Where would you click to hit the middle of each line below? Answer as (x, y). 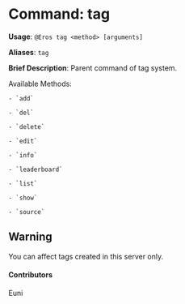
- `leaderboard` (36, 169)
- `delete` (27, 126)
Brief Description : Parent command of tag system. (93, 68)
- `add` (21, 98)
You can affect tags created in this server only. (86, 256)
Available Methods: (40, 83)
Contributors (31, 275)
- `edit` (23, 141)
